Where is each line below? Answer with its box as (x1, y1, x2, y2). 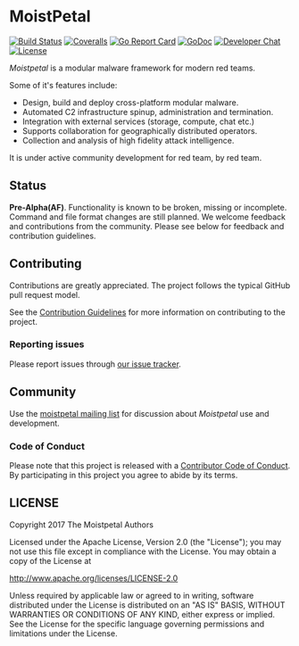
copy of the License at (9, 555, 92, 566)
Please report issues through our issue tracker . (9, 359, 181, 369)
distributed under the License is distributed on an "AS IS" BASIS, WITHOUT (9, 600, 286, 610)
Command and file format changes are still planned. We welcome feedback (9, 211, 287, 222)
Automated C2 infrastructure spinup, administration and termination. (21, 106, 274, 117)
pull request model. (9, 289, 80, 300)
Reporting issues (9, 338, 85, 351)
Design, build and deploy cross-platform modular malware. (21, 96, 239, 108)
